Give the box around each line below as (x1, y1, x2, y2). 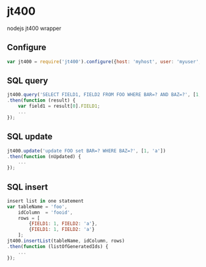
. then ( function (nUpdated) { (7, 153, 81, 160)
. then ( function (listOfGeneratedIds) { (7, 243, 109, 249)
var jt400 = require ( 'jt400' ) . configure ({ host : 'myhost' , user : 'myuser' (7, 58, 199, 65)
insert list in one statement (7, 198, 84, 204)
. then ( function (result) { (7, 97, 76, 103)
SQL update (7, 132, 53, 142)
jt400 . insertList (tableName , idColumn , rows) (7, 238, 125, 244)
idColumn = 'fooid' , (18, 209, 73, 216)
